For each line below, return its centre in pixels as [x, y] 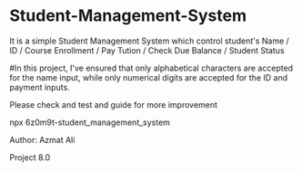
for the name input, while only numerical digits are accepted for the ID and [149, 77]
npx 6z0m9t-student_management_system [90, 122]
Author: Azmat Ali [42, 139]
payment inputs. [40, 87]
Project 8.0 [30, 157]
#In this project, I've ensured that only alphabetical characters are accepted [151, 68]
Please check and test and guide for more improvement [114, 104]
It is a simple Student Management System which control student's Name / [149, 41]
